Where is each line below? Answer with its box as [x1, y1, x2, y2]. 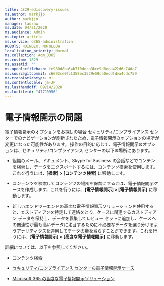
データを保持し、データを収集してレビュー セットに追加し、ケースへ [18, 215, 156, 221]
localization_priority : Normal [5, 48, 69, 53]
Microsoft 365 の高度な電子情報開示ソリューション [12, 276, 115, 282]
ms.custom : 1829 [5, 57, 38, 62]
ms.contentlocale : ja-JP [5, 80, 56, 85]
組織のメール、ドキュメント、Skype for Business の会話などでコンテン [12, 158, 156, 164]
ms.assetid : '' [5, 62, 36, 67]
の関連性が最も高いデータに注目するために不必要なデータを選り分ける [12, 222, 154, 228]
